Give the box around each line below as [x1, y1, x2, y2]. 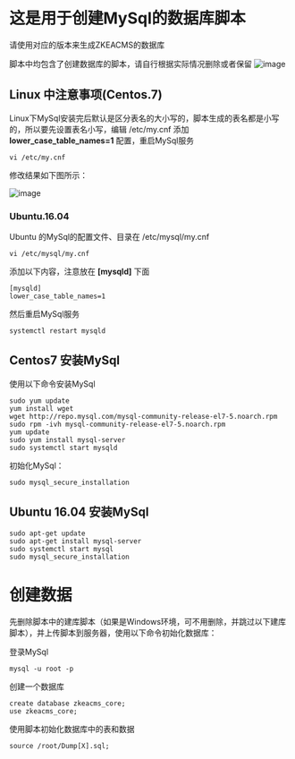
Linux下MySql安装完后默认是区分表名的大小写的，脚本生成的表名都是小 [9, 113, 273, 124]
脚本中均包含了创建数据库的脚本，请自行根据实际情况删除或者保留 [9, 58, 252, 69]
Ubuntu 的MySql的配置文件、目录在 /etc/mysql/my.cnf [9, 232, 210, 243]
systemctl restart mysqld [9, 327, 105, 336]
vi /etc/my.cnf [9, 153, 66, 162]
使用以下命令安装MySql [9, 378, 96, 389]
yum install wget [9, 404, 74, 413]
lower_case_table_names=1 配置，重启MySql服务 [9, 135, 195, 146]
